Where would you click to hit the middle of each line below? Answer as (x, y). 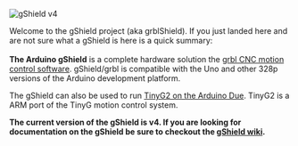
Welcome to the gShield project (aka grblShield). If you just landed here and (149, 31)
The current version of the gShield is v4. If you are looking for (125, 122)
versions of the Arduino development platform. (95, 78)
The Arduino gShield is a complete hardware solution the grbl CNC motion (147, 59)
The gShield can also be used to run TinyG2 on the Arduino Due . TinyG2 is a (149, 95)
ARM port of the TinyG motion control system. (94, 105)
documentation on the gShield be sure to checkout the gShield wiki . (137, 132)
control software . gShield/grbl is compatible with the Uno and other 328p (144, 69)
